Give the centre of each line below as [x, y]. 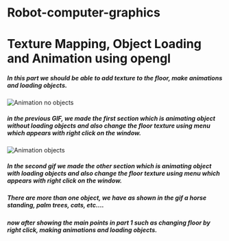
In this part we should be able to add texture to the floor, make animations [115, 78]
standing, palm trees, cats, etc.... [56, 205]
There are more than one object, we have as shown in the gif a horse [107, 198]
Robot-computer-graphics [84, 13]
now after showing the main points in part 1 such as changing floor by [109, 222]
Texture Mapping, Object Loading [105, 44]
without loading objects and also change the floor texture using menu [109, 126]
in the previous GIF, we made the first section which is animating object [111, 118]
